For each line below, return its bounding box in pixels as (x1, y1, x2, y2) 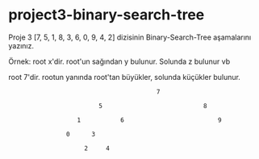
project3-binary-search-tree (8, 6, 205, 24)
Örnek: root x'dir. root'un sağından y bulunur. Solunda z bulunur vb (8, 56, 231, 66)
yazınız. (8, 40, 35, 50)
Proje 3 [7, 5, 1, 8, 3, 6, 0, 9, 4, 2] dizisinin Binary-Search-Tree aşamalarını (8, 32, 252, 42)
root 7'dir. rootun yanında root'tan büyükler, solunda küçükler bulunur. (8, 72, 240, 82)
